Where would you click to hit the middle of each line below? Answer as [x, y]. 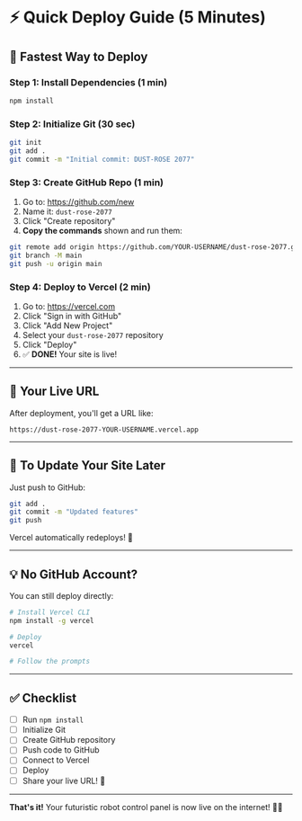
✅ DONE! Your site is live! [70, 354]
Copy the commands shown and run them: [102, 230]
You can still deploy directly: [62, 595]
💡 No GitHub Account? [74, 574]
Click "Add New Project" [67, 326]
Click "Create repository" [69, 220]
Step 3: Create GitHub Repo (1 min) [87, 183]
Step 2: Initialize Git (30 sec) [72, 124]
